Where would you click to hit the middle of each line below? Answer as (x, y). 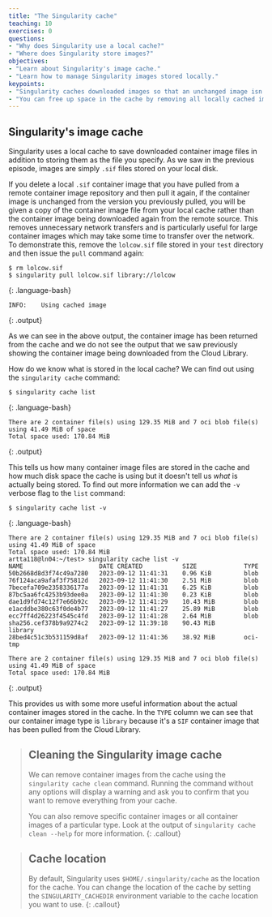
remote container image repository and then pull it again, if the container (129, 193)
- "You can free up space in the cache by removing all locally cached (132, 99)
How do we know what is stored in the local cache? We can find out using (132, 369)
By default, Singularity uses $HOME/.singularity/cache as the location (144, 878)
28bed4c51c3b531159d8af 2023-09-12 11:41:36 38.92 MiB (112, 638)
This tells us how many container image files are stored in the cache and (129, 467)
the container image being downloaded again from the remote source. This (134, 219)
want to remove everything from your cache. (102, 800)
